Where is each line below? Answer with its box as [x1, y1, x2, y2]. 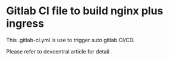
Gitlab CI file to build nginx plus [6, 4, 164, 18]
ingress [6, 17, 45, 30]
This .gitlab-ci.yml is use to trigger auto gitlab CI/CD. [6, 36, 135, 43]
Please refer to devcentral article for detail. [6, 48, 111, 55]
